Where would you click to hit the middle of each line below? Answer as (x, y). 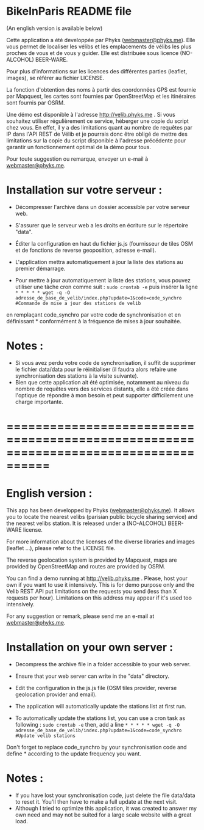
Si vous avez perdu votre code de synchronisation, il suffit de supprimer (105, 362)
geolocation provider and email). (56, 694)
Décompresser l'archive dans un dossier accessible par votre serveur (102, 207)
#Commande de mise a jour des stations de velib (78, 303)
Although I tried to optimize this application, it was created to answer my (106, 808)
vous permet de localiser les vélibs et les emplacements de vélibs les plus (99, 46)
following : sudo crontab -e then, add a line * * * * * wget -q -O (97, 724)
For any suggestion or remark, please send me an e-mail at (80, 616)
